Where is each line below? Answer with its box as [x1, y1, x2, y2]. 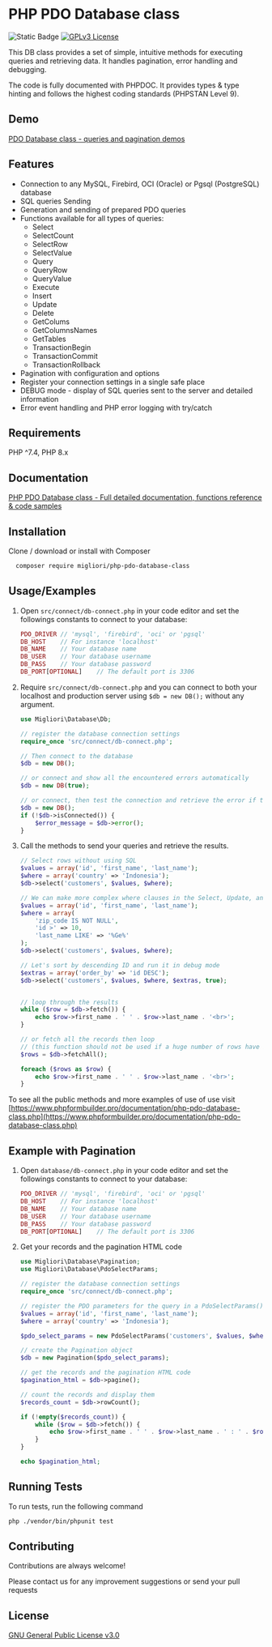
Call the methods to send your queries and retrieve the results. [19, 841, 229, 851]
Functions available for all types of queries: [19, 213, 164, 223]
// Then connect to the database [19, 752, 134, 760]
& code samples [8, 501, 62, 511]
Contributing [8, 1539, 74, 1553]
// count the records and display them [19, 1390, 155, 1398]
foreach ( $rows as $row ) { [19, 1065, 112, 1073]
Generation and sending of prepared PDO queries [19, 204, 186, 215]
